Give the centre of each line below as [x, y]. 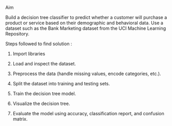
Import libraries [29, 54]
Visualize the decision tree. [41, 103]
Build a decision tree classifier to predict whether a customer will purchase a [86, 17]
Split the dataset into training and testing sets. [61, 84]
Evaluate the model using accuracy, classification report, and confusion [88, 113]
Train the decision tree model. [44, 94]
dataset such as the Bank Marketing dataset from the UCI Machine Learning [86, 28]
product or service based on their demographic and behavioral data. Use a [84, 23]
